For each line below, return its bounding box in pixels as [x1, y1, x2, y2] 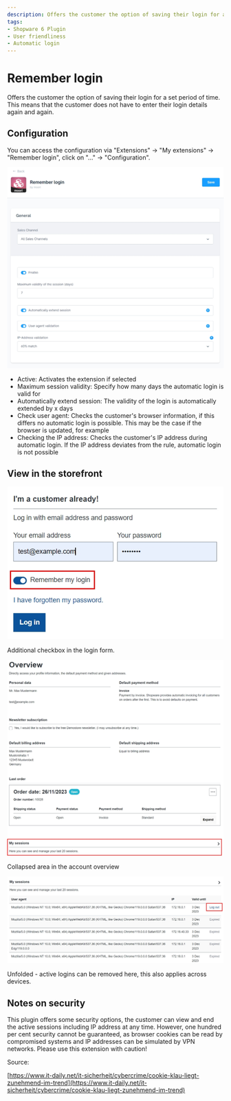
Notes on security [7, 997, 86, 1009]
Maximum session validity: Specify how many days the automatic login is [16, 382, 224, 390]
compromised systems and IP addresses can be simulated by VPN [7, 1038, 195, 1046]
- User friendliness [7, 33, 67, 40]
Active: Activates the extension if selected [16, 375, 137, 383]
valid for [16, 389, 41, 398]
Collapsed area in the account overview [7, 863, 120, 871]
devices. [7, 977, 32, 986]
